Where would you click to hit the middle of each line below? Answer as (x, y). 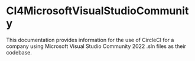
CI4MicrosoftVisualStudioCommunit (97, 11)
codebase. (19, 52)
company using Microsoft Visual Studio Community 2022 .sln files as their (96, 46)
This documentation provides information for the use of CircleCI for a (90, 40)
